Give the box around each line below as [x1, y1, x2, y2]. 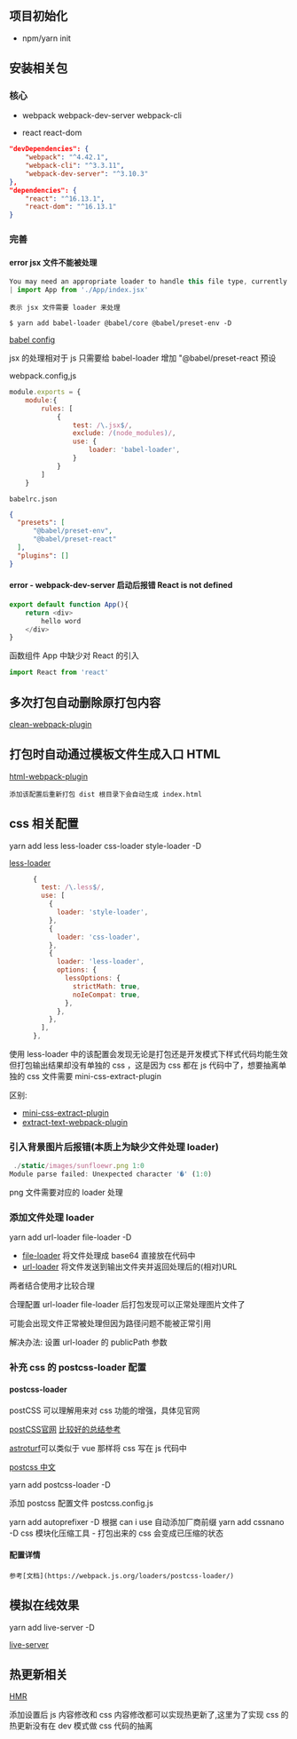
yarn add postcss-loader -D [9, 1479, 111, 1489]
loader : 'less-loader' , [56, 957, 145, 966]
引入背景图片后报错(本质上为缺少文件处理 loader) [9, 1140, 219, 1153]
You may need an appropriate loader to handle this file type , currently [9, 277, 288, 286]
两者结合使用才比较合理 [9, 1281, 95, 1291]
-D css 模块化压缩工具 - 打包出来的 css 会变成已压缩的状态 [9, 1528, 224, 1538]
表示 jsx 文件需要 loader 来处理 [9, 304, 121, 313]
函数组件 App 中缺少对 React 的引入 [9, 650, 140, 661]
